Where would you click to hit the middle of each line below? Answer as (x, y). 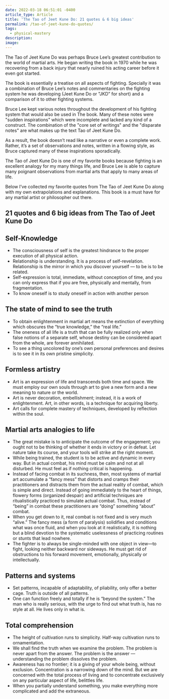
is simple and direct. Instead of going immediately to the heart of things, (87, 490)
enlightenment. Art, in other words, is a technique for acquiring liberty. (86, 403)
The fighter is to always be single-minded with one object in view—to (84, 544)
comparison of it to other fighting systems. (49, 99)
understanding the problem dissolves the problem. (65, 659)
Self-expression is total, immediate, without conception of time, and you (87, 277)
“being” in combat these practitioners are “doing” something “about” (84, 506)
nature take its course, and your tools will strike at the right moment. (83, 453)
